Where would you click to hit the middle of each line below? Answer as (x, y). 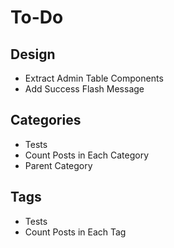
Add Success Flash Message (84, 89)
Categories (46, 120)
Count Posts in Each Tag (75, 232)
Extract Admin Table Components (94, 78)
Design (33, 54)
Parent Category (58, 165)
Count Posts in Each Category (87, 155)
